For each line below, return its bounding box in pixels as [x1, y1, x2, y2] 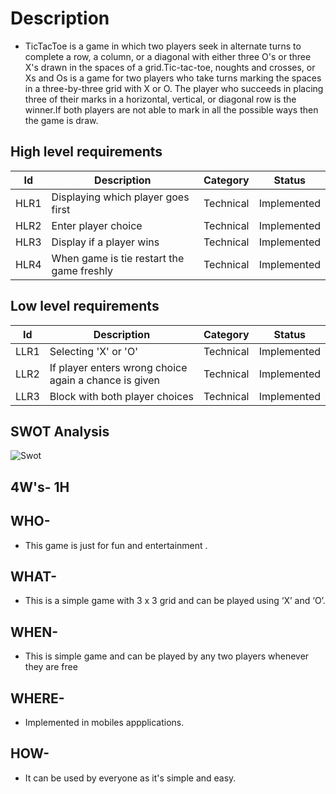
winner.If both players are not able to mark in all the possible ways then [24, 103, 319, 116]
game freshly [51, 263, 113, 277]
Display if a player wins [51, 235, 160, 249]
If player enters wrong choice [49, 360, 188, 374]
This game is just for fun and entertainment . [24, 539, 208, 551]
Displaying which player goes [51, 190, 190, 204]
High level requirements [10, 143, 163, 161]
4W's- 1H [10, 478, 70, 496]
